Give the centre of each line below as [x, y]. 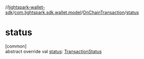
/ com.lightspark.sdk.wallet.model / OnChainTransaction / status [76, 12]
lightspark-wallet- [27, 7]
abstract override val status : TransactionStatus [53, 51]
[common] [16, 46]
